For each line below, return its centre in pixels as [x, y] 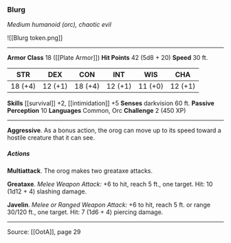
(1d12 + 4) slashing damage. [47, 191]
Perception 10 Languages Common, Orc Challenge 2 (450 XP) [97, 111]
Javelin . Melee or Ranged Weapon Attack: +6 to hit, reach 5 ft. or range [109, 205]
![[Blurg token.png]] [35, 38]
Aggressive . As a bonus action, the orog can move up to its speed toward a [114, 130]
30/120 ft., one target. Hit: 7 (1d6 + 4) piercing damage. [85, 212]
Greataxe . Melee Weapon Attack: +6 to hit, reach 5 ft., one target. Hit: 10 [110, 184]
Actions [19, 154]
